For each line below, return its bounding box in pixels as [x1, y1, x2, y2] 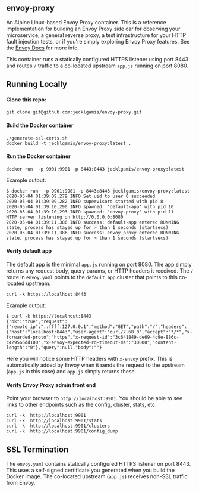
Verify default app [6, 247, 52, 255]
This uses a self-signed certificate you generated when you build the [6, 466, 175, 474]
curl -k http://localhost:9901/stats [6, 418, 102, 424]
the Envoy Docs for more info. [6, 44, 79, 51]
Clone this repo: [6, 96, 46, 103]
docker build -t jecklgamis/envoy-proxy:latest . [6, 140, 132, 146]
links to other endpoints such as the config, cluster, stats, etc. [6, 401, 157, 409]
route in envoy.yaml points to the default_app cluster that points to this [6, 274, 178, 281]
